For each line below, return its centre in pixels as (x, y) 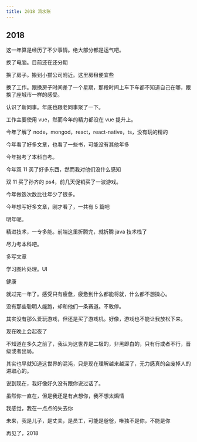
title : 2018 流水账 (28, 11)
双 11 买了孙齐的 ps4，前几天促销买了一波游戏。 (64, 182)
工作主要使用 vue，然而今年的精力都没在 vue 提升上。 (71, 120)
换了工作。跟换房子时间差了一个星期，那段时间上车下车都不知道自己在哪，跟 (98, 87)
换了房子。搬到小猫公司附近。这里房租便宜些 (60, 75)
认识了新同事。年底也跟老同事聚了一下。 (55, 107)
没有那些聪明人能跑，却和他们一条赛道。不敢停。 (65, 307)
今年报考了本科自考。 (32, 157)
